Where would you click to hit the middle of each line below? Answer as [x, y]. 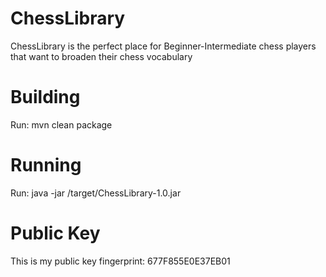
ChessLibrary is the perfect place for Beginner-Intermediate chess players [163, 46]
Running [46, 165]
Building [45, 97]
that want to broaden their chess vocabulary [101, 56]
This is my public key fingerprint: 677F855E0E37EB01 [120, 261]
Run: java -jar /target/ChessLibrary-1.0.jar [96, 193]
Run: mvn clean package [61, 124]
